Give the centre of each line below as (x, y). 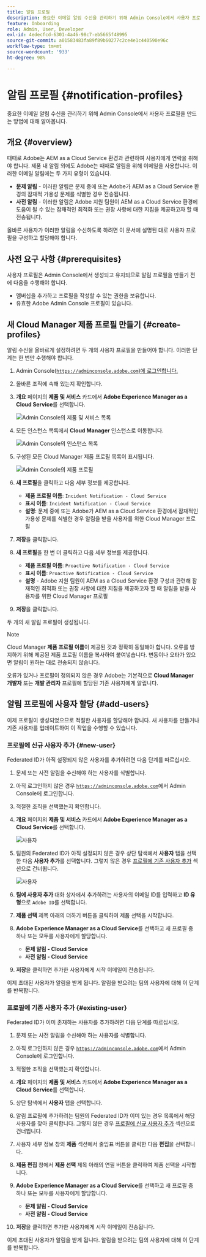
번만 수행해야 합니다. (49, 357)
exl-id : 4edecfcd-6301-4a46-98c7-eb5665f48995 (67, 35)
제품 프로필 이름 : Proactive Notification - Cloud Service (97, 565)
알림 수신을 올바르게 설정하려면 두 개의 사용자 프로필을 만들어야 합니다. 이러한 (99, 350)
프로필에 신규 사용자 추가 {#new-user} (61, 745)
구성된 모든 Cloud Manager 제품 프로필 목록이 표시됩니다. (85, 457)
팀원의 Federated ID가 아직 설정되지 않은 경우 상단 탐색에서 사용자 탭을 (100, 854)
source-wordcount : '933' (39, 52)
